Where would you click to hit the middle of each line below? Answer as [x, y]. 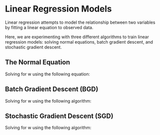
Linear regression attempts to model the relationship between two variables [80, 22]
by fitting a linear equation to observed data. [49, 27]
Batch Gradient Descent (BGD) [52, 89]
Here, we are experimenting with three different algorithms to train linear [77, 37]
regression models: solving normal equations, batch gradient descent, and [79, 42]
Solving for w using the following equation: [48, 74]
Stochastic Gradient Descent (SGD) [59, 116]
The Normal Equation [37, 62]
